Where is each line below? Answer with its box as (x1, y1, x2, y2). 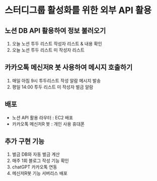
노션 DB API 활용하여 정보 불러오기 (5, 26, 106, 35)
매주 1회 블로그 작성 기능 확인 (12, 158, 69, 164)
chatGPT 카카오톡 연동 (12, 164, 57, 170)
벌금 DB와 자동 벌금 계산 (12, 151, 60, 157)
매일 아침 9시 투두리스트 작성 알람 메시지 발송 (12, 77, 101, 83)
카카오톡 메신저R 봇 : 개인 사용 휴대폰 (12, 121, 85, 127)
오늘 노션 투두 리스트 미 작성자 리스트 (12, 47, 85, 53)
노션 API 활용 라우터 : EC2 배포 (12, 114, 73, 120)
